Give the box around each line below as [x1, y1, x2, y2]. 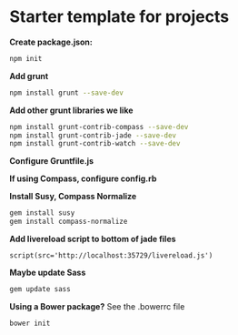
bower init [9, 319, 51, 328]
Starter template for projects [9, 6, 230, 27]
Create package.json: [9, 36, 94, 47]
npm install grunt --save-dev [9, 88, 124, 97]
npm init [9, 54, 43, 63]
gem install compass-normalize [9, 217, 128, 227]
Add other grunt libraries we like [9, 105, 134, 116]
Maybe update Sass [9, 267, 86, 279]
